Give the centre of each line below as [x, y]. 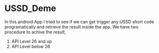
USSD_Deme [30, 8]
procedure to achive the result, [35, 32]
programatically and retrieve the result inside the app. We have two [72, 26]
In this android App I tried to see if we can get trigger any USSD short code [79, 22]
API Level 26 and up [32, 41]
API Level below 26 [31, 46]
